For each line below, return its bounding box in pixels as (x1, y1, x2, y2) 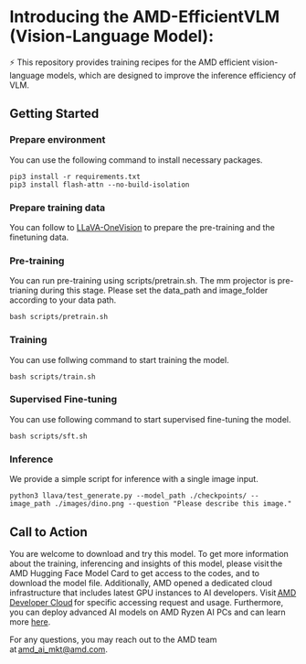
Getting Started (9, 106, 100, 122)
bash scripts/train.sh (9, 372, 96, 381)
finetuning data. (9, 231, 69, 242)
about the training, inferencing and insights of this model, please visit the (9, 558, 283, 569)
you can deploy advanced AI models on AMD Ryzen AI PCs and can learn (9, 606, 286, 617)
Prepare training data (9, 201, 106, 214)
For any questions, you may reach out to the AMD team (9, 634, 217, 645)
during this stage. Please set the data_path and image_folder (39, 285, 269, 296)
